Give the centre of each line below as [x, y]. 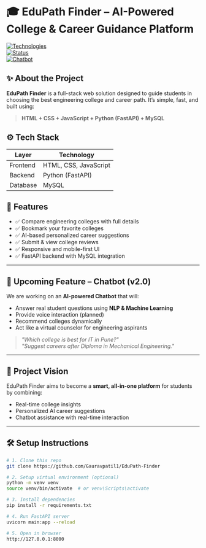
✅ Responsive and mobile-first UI [57, 249]
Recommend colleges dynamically [59, 321]
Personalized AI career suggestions [60, 411]
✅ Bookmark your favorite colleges [59, 228]
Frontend [22, 165]
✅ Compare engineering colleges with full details [77, 222]
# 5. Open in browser [34, 533]
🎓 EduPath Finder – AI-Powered [90, 12]
